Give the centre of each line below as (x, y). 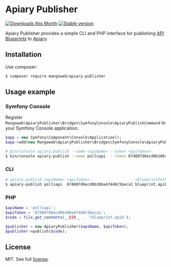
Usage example (31, 92)
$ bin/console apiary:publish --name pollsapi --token (66, 156)
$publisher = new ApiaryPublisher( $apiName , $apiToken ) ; (67, 226)
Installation (23, 55)
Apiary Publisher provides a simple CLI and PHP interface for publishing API (85, 33)
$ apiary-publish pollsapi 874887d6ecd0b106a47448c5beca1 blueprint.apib (86, 184)
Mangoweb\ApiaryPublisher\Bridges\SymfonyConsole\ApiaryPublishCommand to (85, 123)
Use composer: (21, 66)
